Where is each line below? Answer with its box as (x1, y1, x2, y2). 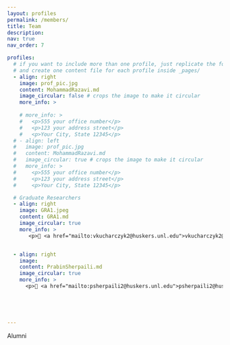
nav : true (7, 36, 36, 43)
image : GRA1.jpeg (19, 207, 69, 214)
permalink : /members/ (7, 16, 69, 23)
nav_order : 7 (7, 42, 44, 49)
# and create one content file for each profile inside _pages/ (13, 67, 201, 74)
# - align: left (13, 137, 60, 144)
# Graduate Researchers (13, 194, 81, 201)
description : (7, 29, 44, 36)
